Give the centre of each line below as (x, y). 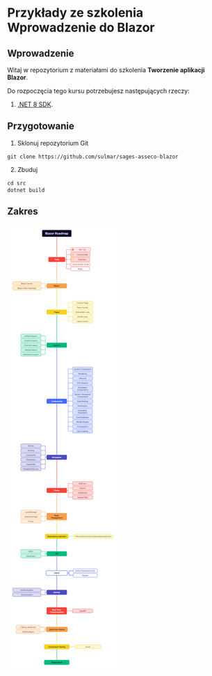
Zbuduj (27, 169)
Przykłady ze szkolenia (75, 13)
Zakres (23, 211)
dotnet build (26, 190)
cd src (17, 183)
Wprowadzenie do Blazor (81, 27)
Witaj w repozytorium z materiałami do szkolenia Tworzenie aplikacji (106, 70)
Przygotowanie (41, 126)
